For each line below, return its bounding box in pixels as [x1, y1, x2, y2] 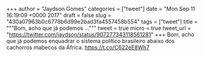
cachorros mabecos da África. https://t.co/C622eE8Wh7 [6, 44, 150, 51]
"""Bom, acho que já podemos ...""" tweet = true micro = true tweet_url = [6, 24, 192, 32]
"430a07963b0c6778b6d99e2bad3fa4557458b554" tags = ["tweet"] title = [6, 18, 198, 25]
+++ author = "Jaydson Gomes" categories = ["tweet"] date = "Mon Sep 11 [6, 5, 195, 12]
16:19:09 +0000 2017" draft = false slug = [6, 12, 112, 19]
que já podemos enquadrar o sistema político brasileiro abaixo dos [6, 38, 175, 44]
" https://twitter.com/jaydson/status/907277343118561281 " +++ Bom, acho [6, 31, 195, 38]
